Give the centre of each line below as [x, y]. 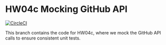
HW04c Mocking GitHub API [67, 9]
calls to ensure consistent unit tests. [43, 38]
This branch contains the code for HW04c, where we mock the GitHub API [83, 32]
